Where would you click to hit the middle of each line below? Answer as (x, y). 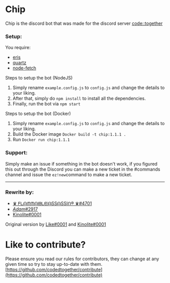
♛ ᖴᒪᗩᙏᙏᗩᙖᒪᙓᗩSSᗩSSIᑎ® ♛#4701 (52, 203)
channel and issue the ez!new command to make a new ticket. (69, 174)
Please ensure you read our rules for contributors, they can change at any (82, 259)
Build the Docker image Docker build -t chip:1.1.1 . (69, 134)
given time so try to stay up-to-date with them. (54, 264)
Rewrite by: (19, 192)
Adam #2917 (25, 209)
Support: (16, 153)
